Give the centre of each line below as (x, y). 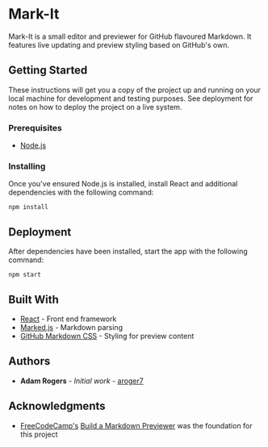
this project (39, 434)
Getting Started (48, 71)
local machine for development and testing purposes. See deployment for (131, 98)
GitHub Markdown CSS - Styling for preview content (107, 336)
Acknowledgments (57, 406)
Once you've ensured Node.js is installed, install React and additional (123, 184)
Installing (27, 166)
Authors (29, 361)
